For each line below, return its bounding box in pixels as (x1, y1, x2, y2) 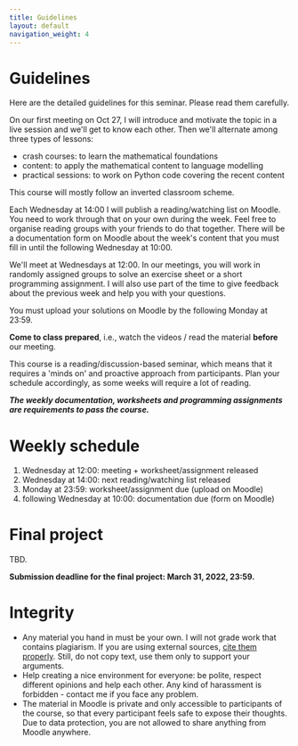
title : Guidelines (9, 12, 77, 22)
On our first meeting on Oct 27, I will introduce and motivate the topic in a (9, 115, 278, 126)
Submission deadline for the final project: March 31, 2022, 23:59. (9, 571, 255, 582)
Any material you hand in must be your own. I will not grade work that (21, 632, 278, 643)
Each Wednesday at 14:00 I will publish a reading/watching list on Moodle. (9, 204, 281, 215)
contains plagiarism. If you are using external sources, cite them (21, 642, 258, 652)
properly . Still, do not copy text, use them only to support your (21, 652, 251, 662)
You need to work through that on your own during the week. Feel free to (9, 214, 277, 225)
